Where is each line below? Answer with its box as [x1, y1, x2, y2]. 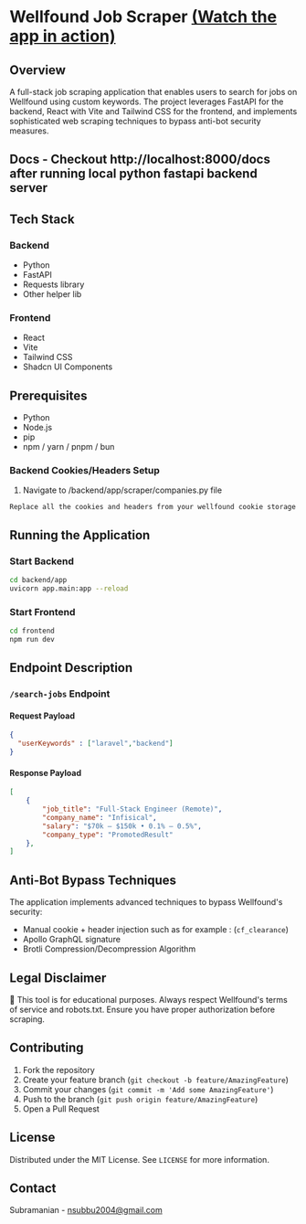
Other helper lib [22, 289, 82, 300]
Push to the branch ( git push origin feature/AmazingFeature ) [22, 1093, 259, 1104]
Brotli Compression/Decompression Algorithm [22, 943, 196, 954]
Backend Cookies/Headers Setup [9, 464, 160, 477]
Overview [9, 62, 67, 78]
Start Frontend [9, 605, 76, 618]
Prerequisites [9, 388, 88, 403]
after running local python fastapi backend [9, 166, 258, 182]
